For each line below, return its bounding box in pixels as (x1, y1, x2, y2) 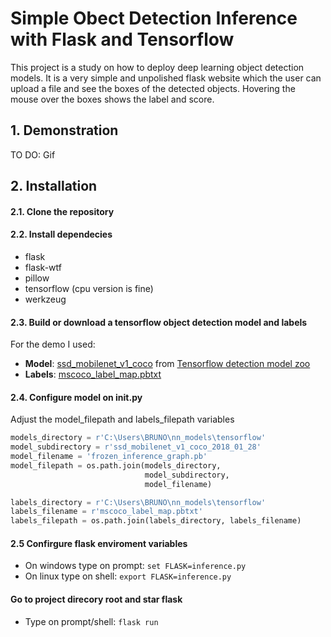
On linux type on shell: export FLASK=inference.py (24, 570, 232, 582)
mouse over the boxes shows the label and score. (10, 93, 215, 105)
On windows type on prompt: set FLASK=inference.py (24, 560, 247, 572)
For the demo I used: (10, 338, 96, 351)
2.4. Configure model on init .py (10, 391, 143, 403)
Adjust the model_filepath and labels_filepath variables (10, 413, 235, 426)
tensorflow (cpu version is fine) (24, 282, 154, 294)
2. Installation (10, 178, 98, 195)
